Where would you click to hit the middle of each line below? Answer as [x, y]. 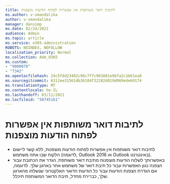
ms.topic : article [25, 39]
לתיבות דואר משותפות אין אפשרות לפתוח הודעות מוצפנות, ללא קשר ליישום [84, 150]
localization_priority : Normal [38, 52]
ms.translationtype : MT [30, 85]
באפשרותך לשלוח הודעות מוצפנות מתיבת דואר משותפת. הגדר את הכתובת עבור [89, 160]
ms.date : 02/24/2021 [27, 29]
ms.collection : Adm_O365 [31, 57]
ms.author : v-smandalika [31, 15]
